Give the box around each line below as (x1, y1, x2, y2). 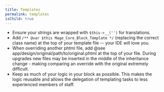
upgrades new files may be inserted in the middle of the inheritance (12, 56, 149, 62)
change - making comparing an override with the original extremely (12, 61, 148, 67)
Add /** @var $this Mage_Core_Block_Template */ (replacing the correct (12, 35, 159, 41)
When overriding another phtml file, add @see (12, 45, 106, 51)
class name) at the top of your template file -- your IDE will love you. (12, 40, 150, 46)
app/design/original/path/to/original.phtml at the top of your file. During (12, 50, 156, 56)
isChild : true (5, 16, 34, 21)
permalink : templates (5, 12, 49, 17)
